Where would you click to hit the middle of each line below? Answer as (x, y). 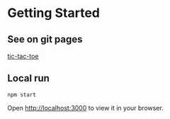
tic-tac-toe (23, 56)
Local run (28, 78)
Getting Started (54, 13)
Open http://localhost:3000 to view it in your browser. (86, 108)
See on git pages (45, 39)
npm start (22, 95)
